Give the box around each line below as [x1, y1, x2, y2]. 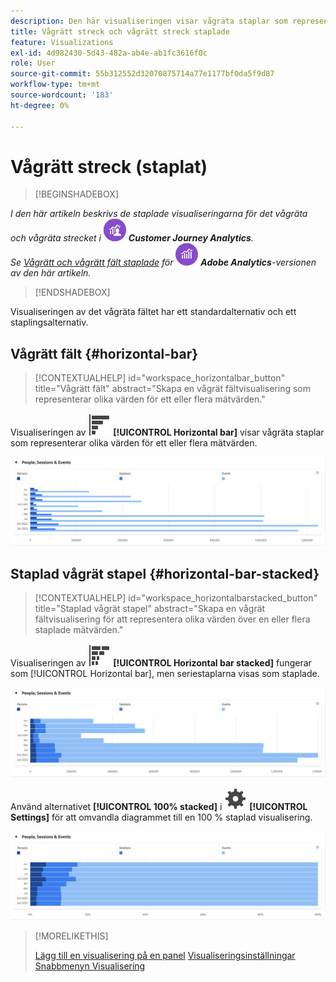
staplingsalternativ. [10, 316, 89, 329]
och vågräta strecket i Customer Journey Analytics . [10, 232, 254, 244]
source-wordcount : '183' [10, 90, 114, 100]
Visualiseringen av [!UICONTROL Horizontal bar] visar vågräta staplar [10, 426, 325, 439]
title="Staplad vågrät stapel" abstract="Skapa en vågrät [34, 603, 266, 615]
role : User [10, 58, 56, 69]
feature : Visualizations [10, 37, 114, 47]
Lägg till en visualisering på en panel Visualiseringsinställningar [34, 949, 296, 961]
